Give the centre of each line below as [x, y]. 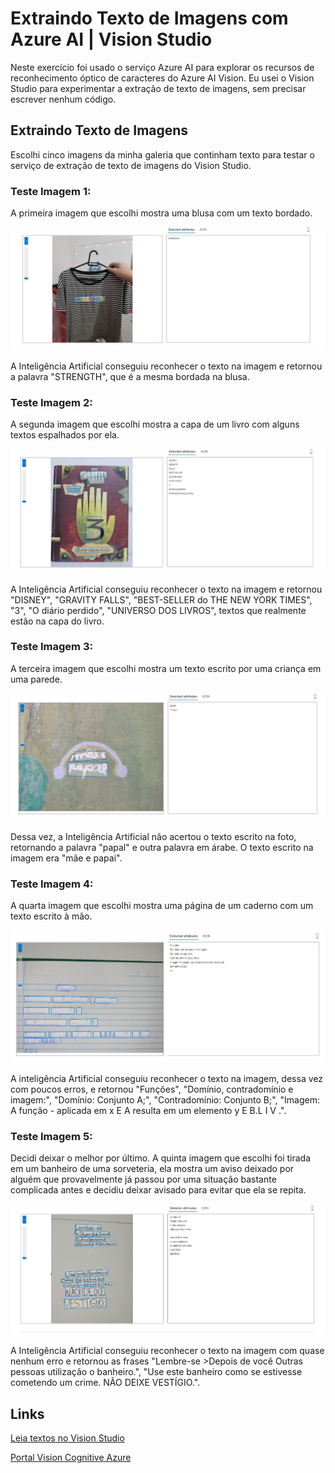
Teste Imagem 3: [51, 647]
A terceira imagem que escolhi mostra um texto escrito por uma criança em [166, 668]
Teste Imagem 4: [52, 884]
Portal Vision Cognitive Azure [71, 1458]
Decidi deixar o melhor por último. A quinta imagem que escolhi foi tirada [161, 1158]
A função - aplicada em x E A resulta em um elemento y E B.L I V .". [148, 1110]
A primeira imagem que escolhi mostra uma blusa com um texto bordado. [161, 213]
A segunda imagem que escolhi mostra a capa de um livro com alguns [155, 424]
